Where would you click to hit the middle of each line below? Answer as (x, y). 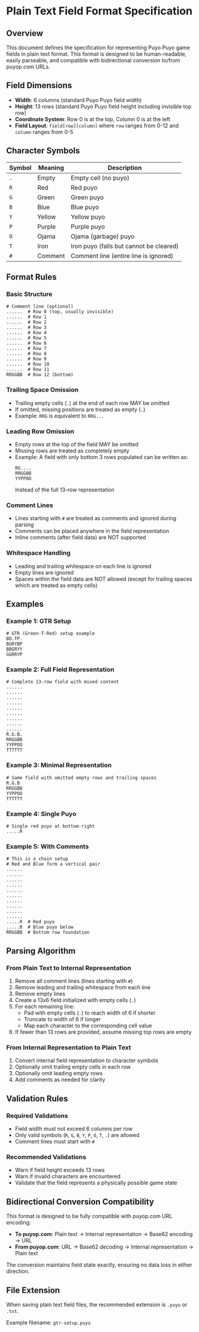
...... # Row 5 (26, 338)
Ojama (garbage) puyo (103, 236)
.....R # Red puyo (31, 922)
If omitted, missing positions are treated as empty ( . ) (80, 409)
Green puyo (87, 197)
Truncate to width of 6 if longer (62, 1019)
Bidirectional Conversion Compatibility (80, 1201)
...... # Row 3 (26, 328)
